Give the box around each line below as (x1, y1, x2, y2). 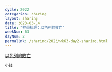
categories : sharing (5, 12, 47, 16)
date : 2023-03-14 (5, 20, 40, 26)
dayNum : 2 (5, 34, 25, 39)
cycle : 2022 (5, 7, 29, 12)
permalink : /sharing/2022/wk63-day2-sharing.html (5, 39, 108, 43)
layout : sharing (5, 16, 38, 21)
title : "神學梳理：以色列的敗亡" (5, 25, 65, 30)
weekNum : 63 (5, 29, 29, 34)
